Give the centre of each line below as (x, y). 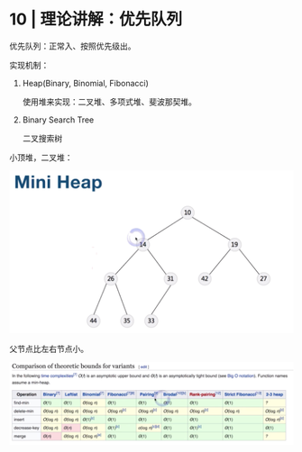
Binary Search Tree (58, 120)
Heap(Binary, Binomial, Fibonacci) (85, 83)
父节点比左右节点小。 (49, 348)
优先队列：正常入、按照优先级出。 (73, 46)
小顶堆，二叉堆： (41, 157)
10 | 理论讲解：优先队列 (96, 19)
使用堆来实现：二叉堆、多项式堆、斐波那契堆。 (109, 102)
